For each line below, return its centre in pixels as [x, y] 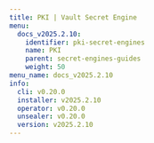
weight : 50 [45, 68]
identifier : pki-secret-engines [85, 42]
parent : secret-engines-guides [83, 59]
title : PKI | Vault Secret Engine [73, 17]
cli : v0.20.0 [41, 91]
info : [19, 83]
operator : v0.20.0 [52, 108]
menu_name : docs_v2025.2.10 [61, 75]
